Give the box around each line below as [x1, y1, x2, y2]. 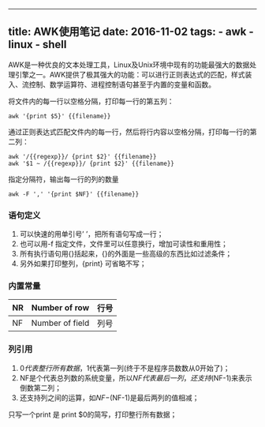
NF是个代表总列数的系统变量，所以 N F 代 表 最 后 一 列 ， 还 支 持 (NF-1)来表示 [19, 373, 252, 383]
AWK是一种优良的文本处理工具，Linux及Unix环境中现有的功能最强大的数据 [8, 60, 250, 69]
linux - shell [8, 38, 67, 51]
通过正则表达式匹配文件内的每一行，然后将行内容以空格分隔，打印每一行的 [8, 127, 250, 137]
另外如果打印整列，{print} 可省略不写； [19, 259, 147, 268]
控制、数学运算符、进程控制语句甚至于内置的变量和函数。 [28, 80, 215, 89]
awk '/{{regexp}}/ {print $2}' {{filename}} [8, 152, 157, 160]
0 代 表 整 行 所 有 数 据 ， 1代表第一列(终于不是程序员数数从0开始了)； [19, 363, 230, 373]
